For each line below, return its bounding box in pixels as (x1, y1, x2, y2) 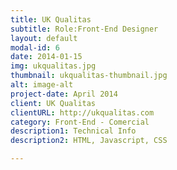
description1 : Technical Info (10, 126, 137, 136)
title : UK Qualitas (10, 14, 92, 25)
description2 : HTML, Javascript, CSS (10, 136, 168, 146)
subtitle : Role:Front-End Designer (10, 24, 159, 34)
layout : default (10, 33, 78, 43)
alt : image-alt (10, 80, 74, 90)
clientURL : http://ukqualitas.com (10, 107, 155, 118)
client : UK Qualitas (10, 98, 97, 108)
